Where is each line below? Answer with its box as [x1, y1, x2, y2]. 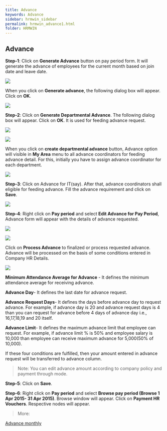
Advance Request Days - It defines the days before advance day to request [5, 299, 161, 305]
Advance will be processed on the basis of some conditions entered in [5, 250, 151, 256]
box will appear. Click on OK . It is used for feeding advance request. [5, 117, 146, 123]
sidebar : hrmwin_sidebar [5, 17, 57, 22]
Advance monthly [5, 420, 42, 426]
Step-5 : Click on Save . [5, 380, 53, 386]
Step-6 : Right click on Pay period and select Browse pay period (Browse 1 [5, 390, 160, 396]
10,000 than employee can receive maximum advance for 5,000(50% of [5, 335, 154, 341]
